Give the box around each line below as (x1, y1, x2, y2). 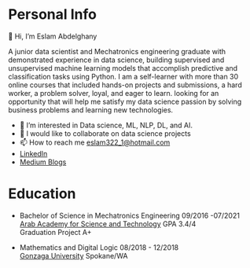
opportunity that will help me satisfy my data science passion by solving (8, 97, 242, 106)
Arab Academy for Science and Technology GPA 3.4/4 (19, 218, 197, 229)
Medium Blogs (19, 157, 67, 167)
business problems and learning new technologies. (8, 105, 174, 115)
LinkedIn (19, 149, 48, 158)
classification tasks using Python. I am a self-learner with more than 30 (8, 72, 239, 81)
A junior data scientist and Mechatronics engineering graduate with (8, 46, 226, 56)
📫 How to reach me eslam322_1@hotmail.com (19, 138, 171, 147)
